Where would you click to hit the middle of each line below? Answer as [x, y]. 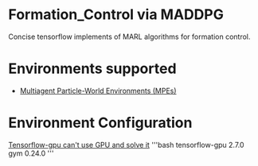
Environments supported [92, 69]
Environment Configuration [100, 123]
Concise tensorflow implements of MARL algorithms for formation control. [129, 37]
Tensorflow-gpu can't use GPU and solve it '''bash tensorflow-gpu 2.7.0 [126, 145]
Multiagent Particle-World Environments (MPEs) [98, 91]
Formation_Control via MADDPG [116, 15]
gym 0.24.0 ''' [31, 153]
